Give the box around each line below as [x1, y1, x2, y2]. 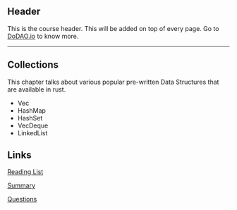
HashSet [17, 113, 43, 122]
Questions [7, 195, 37, 204]
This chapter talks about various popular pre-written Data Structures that [7, 78, 219, 86]
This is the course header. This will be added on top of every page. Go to [7, 24, 219, 32]
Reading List [7, 168, 44, 176]
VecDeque [17, 121, 49, 130]
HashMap [17, 106, 46, 115]
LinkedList [17, 128, 48, 137]
